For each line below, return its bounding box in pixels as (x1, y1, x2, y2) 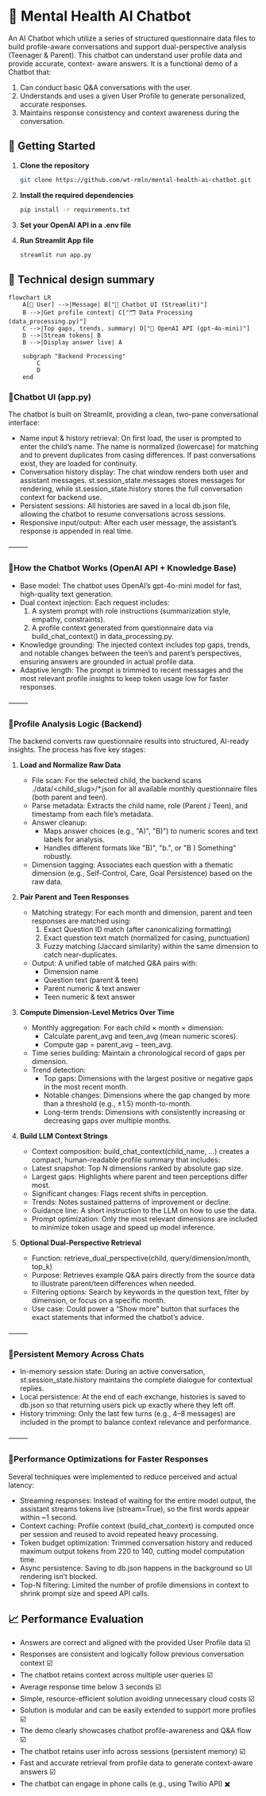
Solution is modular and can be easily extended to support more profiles (19, 1705, 256, 1715)
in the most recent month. (43, 1082, 129, 1092)
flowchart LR (8, 294, 52, 302)
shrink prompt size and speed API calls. (19, 1589, 149, 1598)
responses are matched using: (31, 916, 131, 926)
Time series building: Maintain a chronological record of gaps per (31, 1048, 246, 1058)
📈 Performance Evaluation (8, 1612, 145, 1626)
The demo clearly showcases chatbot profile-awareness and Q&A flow (19, 1726, 252, 1736)
